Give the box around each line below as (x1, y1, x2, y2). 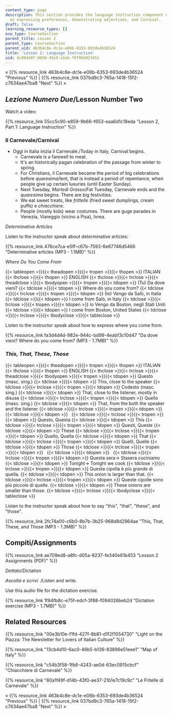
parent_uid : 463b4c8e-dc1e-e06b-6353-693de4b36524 (5, 46, 116, 51)
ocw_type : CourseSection (5, 31, 58, 36)
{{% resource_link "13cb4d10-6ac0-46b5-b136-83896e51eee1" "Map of (5, 646, 158, 652)
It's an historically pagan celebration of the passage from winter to (20, 159, 161, 166)
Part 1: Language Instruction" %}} (5, 124, 76, 130)
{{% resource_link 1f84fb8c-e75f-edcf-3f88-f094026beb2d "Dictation (5, 597, 155, 603)
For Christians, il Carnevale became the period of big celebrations (20, 170, 160, 176)
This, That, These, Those (5, 351, 69, 358)
